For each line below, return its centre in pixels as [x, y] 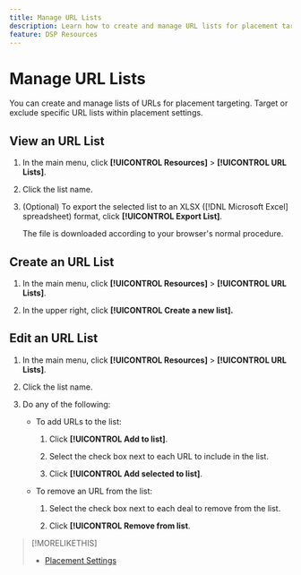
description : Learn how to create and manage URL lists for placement [144, 26]
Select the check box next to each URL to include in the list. [159, 456]
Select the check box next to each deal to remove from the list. [165, 508]
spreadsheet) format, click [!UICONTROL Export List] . [122, 217]
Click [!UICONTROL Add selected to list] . [126, 473]
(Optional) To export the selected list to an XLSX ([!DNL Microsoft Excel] [155, 207]
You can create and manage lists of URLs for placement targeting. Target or [149, 103]
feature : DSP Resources [54, 34]
